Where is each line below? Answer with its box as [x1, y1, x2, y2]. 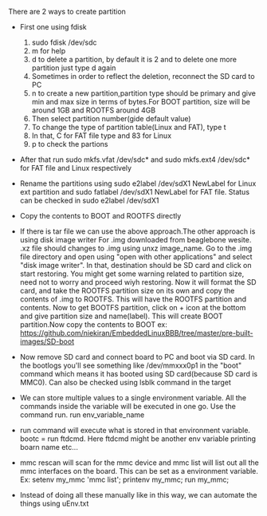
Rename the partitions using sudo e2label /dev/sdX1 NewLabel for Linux [19, 179, 257, 188]
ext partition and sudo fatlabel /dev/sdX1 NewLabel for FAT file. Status [19, 187, 249, 196]
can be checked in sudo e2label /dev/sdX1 [19, 195, 159, 205]
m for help [31, 46, 66, 55]
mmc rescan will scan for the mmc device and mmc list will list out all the [19, 458, 259, 467]
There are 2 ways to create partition [8, 7, 126, 16]
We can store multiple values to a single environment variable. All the [19, 393, 247, 402]
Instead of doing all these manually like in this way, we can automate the [19, 490, 257, 499]
